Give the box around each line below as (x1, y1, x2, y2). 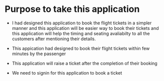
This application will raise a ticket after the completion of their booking (12, 60, 157, 66)
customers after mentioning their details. (12, 36, 96, 42)
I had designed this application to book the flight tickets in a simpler (12, 20, 152, 26)
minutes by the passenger (12, 51, 66, 57)
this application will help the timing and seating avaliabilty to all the (12, 30, 150, 36)
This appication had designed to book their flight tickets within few (12, 45, 150, 51)
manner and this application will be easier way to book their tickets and (12, 25, 159, 31)
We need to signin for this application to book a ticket (12, 70, 122, 76)
